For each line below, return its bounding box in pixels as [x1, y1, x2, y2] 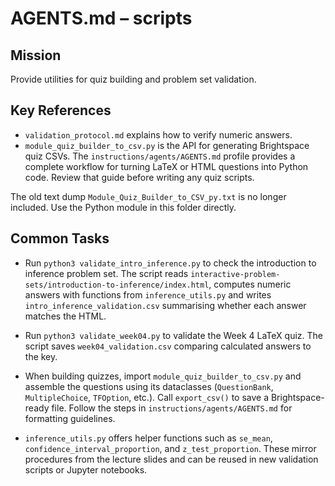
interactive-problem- [190, 269, 281, 279]
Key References [10, 102, 112, 119]
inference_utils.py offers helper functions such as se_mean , [24, 432, 273, 444]
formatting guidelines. [24, 412, 116, 424]
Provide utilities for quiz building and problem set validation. [10, 73, 257, 85]
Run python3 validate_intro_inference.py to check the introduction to [24, 257, 317, 269]
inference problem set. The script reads [24, 267, 189, 279]
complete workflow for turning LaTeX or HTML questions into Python [24, 160, 309, 172]
